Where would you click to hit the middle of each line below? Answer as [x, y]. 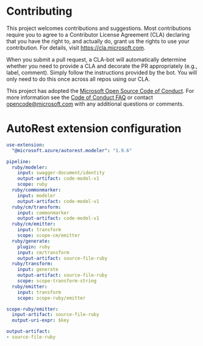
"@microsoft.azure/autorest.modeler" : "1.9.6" [72, 150]
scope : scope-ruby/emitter [52, 298]
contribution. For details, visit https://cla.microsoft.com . [76, 48]
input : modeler [37, 196]
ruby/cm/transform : [37, 207]
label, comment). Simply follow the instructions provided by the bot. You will [101, 72]
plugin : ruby [34, 247]
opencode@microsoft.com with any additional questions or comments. [95, 104]
